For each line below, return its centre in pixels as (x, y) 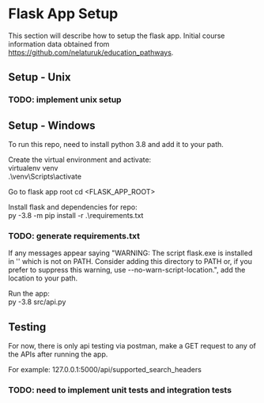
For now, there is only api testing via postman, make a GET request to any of (132, 346)
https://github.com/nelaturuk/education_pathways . (91, 52)
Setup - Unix (40, 77)
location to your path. (43, 278)
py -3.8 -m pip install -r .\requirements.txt (76, 216)
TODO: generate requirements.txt (74, 235)
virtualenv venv (33, 168)
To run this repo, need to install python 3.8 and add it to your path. (116, 145)
